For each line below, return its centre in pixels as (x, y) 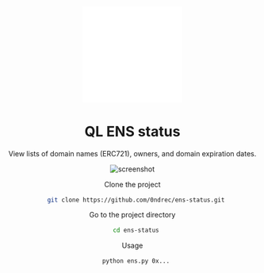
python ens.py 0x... (136, 261)
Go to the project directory (132, 215)
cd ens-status (136, 231)
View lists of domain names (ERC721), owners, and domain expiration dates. (132, 153)
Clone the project (132, 184)
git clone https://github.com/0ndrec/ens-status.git (136, 200)
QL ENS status (132, 131)
